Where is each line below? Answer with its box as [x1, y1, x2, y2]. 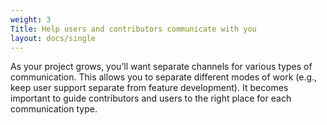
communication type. [10, 103, 98, 115]
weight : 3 [10, 14, 52, 25]
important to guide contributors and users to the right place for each [10, 92, 292, 105]
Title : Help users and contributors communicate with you [10, 24, 257, 34]
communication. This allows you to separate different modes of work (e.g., [10, 71, 318, 83]
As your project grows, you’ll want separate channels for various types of [10, 61, 313, 73]
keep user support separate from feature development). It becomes [10, 82, 289, 94]
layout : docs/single [10, 33, 97, 43]
